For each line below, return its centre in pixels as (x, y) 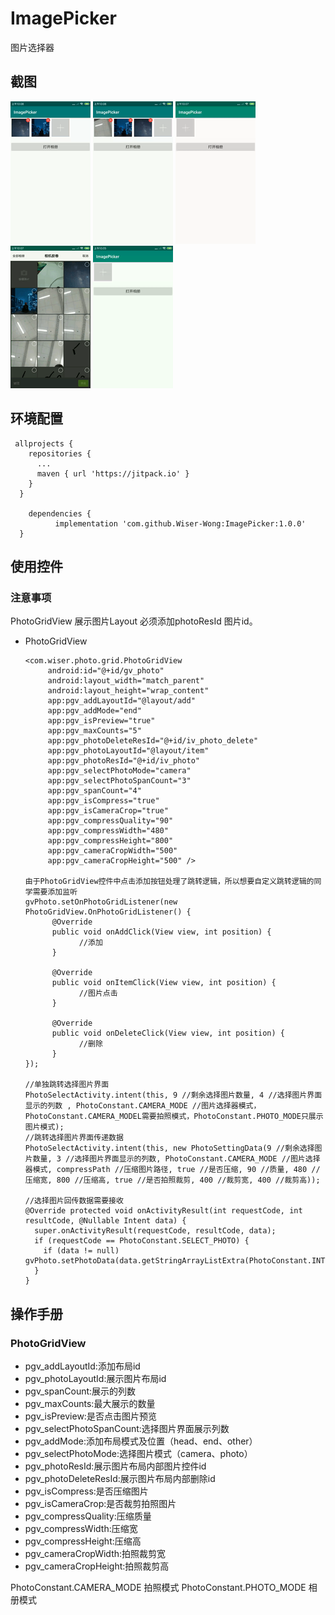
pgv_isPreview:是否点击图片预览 (90, 1416)
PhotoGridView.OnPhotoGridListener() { (108, 912)
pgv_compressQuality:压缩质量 (88, 1516)
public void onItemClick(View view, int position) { (164, 983)
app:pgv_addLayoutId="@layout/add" (121, 701)
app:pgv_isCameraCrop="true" (108, 811)
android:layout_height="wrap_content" (128, 691)
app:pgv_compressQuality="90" (110, 821)
